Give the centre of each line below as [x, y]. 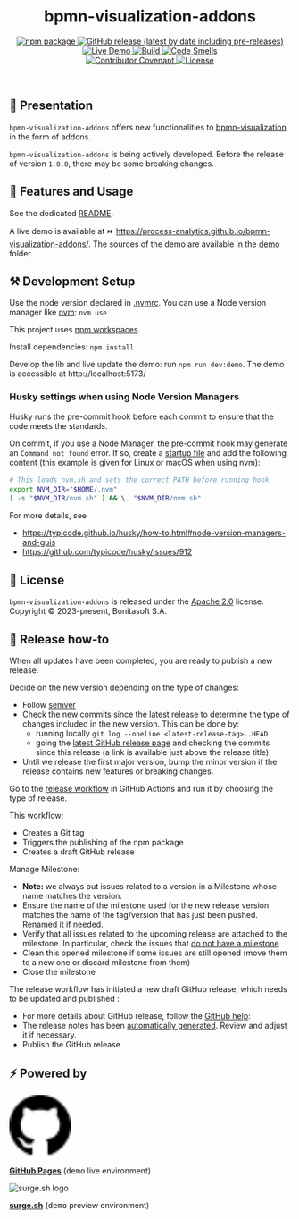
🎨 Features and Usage [71, 192]
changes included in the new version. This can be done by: [130, 723]
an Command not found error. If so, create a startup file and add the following [148, 452]
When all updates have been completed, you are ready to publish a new [141, 660]
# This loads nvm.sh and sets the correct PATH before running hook [139, 480]
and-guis [39, 542]
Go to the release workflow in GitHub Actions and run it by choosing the [141, 788]
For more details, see [48, 516]
